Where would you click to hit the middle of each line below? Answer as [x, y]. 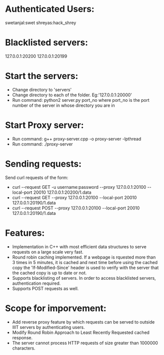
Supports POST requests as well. [46, 288]
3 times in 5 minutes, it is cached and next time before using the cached [85, 262]
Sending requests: [43, 164]
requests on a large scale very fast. [48, 252]
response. [22, 337]
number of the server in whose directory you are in [63, 105]
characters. [24, 348]
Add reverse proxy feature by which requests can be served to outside [83, 322]
